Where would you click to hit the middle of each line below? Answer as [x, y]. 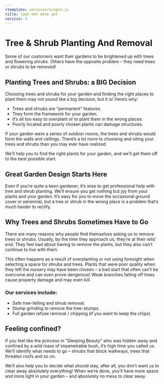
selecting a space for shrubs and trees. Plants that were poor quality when [80, 264]
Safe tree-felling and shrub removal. [48, 303]
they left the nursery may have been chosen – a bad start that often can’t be [82, 269]
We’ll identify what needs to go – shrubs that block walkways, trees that [77, 351]
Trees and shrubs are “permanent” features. [57, 109]
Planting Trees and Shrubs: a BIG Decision [70, 82]
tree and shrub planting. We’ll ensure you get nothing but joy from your [76, 191]
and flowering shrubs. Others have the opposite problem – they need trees [80, 62]
